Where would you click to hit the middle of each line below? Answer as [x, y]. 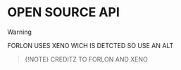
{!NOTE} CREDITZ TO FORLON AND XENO [86, 59]
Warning [19, 32]
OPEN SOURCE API [63, 12]
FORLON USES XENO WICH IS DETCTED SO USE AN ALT [90, 45]
